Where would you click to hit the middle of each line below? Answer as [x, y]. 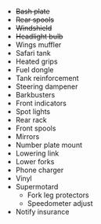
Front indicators [41, 103]
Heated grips [36, 61]
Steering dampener [47, 86]
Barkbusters [35, 95]
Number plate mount [49, 145]
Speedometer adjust [60, 203]
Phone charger [40, 170]
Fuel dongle [34, 70]
